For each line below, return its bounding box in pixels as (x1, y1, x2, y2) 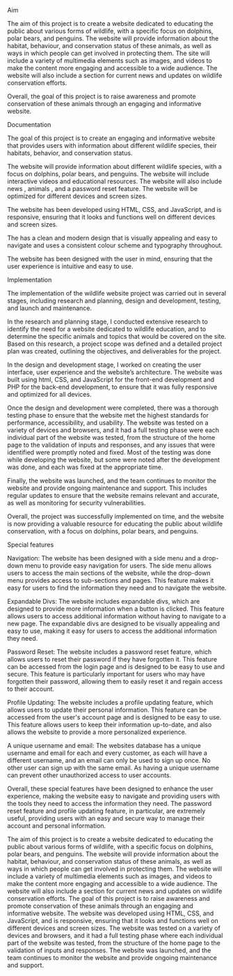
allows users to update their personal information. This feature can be (7, 706, 207, 714)
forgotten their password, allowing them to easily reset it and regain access (7, 678, 223, 685)
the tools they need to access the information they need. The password (7, 800, 212, 807)
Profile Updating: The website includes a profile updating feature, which (7, 699, 214, 706)
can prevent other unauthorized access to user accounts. (7, 771, 172, 779)
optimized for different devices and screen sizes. (7, 192, 147, 200)
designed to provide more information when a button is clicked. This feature (7, 604, 225, 613)
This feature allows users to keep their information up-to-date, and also (7, 721, 212, 729)
